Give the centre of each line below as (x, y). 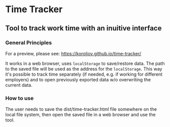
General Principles (29, 43)
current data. (19, 85)
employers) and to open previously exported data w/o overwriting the (78, 79)
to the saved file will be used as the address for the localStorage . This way (84, 69)
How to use (20, 98)
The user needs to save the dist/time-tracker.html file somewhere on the (81, 109)
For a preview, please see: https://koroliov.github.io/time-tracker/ (73, 53)
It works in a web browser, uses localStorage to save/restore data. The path (85, 63)
